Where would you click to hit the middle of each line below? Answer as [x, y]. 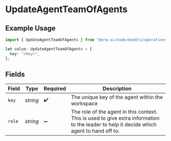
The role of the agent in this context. [114, 112]
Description [117, 89]
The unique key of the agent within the [117, 97]
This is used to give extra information [115, 118]
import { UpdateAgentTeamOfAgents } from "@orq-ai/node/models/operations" [87, 40]
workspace [84, 104]
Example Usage [31, 28]
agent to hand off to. [95, 131]
